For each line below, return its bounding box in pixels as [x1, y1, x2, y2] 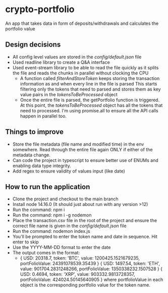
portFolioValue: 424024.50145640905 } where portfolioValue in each [20, 277, 163, 283]
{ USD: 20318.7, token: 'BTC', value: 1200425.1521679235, [20, 255, 140, 261]
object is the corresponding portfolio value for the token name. [20, 282, 150, 288]
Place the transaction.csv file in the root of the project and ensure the [12, 218, 157, 224]
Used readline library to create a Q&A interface [12, 59, 110, 65]
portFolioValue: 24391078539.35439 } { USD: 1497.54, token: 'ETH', [20, 261, 160, 267]
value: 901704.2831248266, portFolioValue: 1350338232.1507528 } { [20, 266, 163, 272]
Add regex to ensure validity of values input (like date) [12, 168, 125, 174]
